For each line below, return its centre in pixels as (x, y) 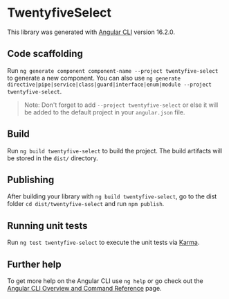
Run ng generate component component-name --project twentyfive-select (113, 70)
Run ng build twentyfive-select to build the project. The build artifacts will (115, 151)
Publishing (31, 179)
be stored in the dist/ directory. (53, 158)
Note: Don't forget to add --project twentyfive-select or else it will (121, 105)
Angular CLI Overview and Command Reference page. (84, 288)
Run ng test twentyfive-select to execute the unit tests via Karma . (103, 242)
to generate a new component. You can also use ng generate (94, 78)
